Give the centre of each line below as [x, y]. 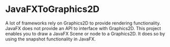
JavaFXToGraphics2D [52, 9]
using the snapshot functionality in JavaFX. [50, 39]
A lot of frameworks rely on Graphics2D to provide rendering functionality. [83, 23]
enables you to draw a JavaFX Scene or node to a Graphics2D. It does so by [85, 33]
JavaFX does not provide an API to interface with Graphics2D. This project [83, 28]
